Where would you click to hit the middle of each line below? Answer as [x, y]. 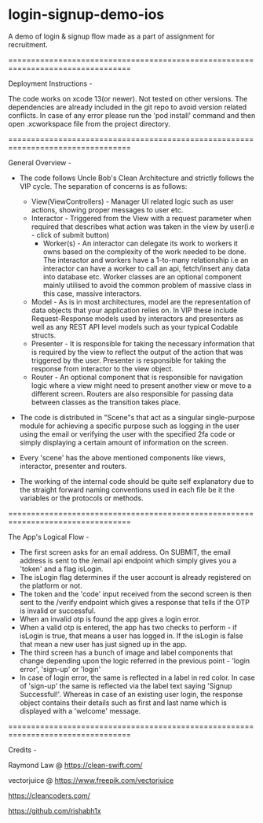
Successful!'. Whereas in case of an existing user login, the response [131, 694]
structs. [44, 335]
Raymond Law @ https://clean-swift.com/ [75, 765]
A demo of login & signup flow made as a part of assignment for [111, 36]
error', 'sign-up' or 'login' [60, 669]
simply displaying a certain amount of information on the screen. [124, 442]
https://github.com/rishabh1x [55, 810]
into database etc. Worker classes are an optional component [142, 276]
